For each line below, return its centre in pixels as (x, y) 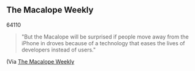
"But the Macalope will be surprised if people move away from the (105, 37)
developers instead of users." (59, 50)
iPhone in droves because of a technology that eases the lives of (103, 43)
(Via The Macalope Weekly (40, 61)
